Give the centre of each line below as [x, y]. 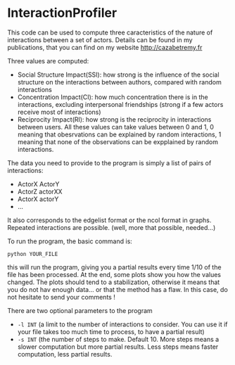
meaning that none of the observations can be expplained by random [118, 141]
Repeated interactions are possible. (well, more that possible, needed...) [112, 227]
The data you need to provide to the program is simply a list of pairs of [109, 162]
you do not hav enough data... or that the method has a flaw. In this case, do [118, 289]
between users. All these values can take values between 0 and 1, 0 [116, 127]
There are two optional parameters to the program [80, 310]
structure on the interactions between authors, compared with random [119, 82]
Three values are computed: [48, 60]
